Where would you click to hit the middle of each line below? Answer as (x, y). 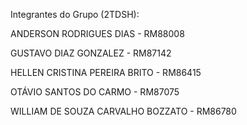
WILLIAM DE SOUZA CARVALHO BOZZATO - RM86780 (123, 111)
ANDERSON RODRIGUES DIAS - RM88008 (97, 33)
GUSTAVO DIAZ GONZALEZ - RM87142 (91, 53)
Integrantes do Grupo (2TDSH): (75, 14)
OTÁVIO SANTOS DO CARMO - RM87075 (95, 92)
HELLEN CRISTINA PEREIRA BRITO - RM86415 (106, 72)
